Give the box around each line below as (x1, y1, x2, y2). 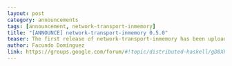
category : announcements (7, 16, 79, 23)
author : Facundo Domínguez (7, 42, 85, 49)
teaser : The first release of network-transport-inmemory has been (7, 36, 206, 43)
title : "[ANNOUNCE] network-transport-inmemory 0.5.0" (7, 29, 168, 36)
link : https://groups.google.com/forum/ (7, 49, 126, 56)
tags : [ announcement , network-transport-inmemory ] (7, 23, 156, 30)
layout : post (7, 10, 45, 17)
